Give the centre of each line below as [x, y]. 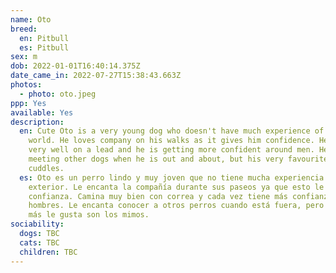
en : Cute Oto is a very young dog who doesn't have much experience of [172, 131]
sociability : [37, 224]
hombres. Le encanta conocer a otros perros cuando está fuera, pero [176, 206]
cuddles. [46, 168]
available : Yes [42, 112]
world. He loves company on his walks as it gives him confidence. [171, 141]
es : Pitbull [44, 47]
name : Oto [31, 19]
